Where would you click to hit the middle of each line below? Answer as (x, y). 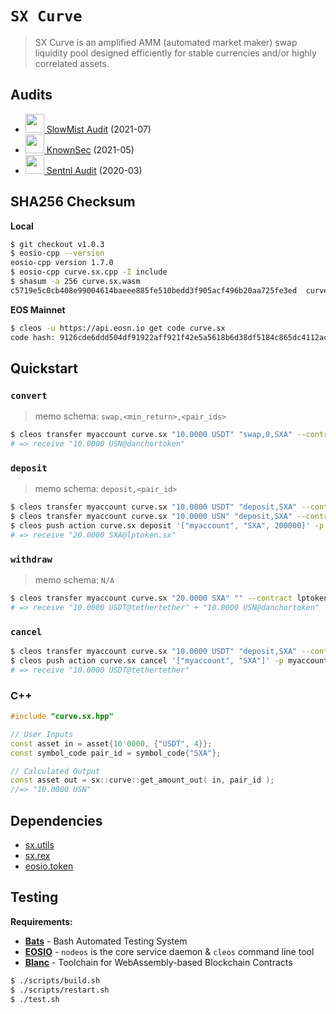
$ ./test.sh (35, 999)
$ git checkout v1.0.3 (57, 244)
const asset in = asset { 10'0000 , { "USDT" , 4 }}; (111, 743)
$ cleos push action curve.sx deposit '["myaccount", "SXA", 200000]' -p (167, 526)
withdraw (31, 559)
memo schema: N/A (74, 580)
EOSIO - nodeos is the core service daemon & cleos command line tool (169, 951)
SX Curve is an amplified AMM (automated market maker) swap (166, 42)
